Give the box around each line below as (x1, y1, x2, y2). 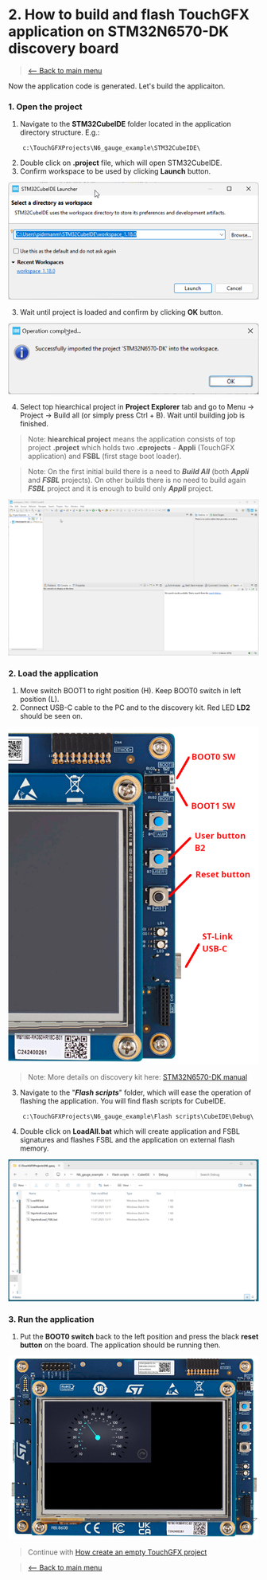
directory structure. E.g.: (19, 127, 100, 137)
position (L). (19, 694, 60, 704)
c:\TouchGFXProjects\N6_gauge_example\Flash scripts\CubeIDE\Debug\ (22, 1112, 254, 1120)
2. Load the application (8, 668, 99, 679)
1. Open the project (8, 101, 83, 112)
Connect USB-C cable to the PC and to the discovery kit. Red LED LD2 (19, 703, 250, 712)
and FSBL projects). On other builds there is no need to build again (27, 476, 246, 485)
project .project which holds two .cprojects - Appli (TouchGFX (27, 443, 235, 453)
